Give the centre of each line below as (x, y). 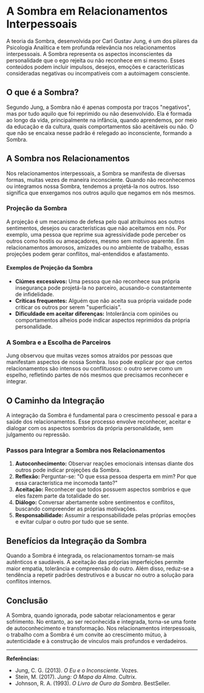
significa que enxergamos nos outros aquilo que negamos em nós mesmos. (101, 192)
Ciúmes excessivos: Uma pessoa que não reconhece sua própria (97, 282)
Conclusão (27, 601)
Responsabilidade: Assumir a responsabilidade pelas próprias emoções (105, 515)
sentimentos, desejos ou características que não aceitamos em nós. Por (97, 228)
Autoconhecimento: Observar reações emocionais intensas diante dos (104, 464)
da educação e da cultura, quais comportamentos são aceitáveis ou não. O (100, 127)
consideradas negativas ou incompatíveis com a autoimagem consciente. (98, 73)
